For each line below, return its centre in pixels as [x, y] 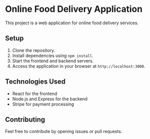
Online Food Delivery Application [74, 9]
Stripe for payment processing [43, 104]
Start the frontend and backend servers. [53, 61]
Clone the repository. [33, 50]
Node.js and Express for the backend [50, 99]
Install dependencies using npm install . [53, 55]
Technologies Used [35, 82]
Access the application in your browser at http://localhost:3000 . [79, 66]
